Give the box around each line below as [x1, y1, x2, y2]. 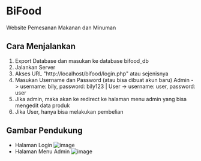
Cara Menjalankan [6, 41, 76, 51]
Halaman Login [14, 141, 53, 148]
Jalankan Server [14, 63, 56, 71]
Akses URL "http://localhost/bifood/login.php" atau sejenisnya [14, 70, 169, 77]
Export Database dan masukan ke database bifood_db [14, 57, 149, 64]
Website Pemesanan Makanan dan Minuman [6, 24, 116, 31]
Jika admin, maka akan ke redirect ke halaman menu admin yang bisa [14, 95, 187, 102]
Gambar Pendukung [6, 126, 83, 136]
